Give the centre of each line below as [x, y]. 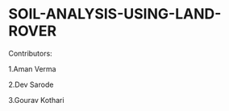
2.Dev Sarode [31, 84]
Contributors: [30, 53]
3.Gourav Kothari [36, 100]
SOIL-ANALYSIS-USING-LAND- [115, 14]
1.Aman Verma [32, 68]
